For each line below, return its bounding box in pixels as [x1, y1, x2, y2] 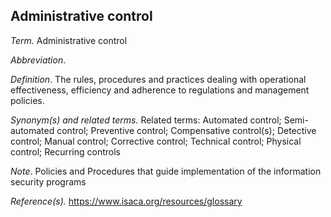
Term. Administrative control [10, 34, 128, 46]
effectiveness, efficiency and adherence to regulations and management [10, 84, 310, 96]
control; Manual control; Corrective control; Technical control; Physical [10, 135, 302, 147]
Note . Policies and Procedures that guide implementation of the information [10, 165, 322, 177]
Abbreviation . [10, 54, 67, 66]
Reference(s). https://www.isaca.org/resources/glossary [10, 195, 243, 207]
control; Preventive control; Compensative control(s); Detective [56, 124, 317, 136]
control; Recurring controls [10, 145, 122, 158]
